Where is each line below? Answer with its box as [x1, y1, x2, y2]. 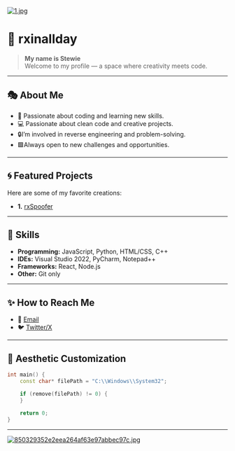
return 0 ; [20, 410, 49, 417]
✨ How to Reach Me [7, 296, 95, 308]
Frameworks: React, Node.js [17, 263, 101, 271]
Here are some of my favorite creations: [7, 188, 122, 197]
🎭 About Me [7, 90, 64, 102]
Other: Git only [17, 270, 61, 278]
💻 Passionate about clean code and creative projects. [17, 119, 173, 127]
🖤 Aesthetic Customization [7, 352, 127, 364]
